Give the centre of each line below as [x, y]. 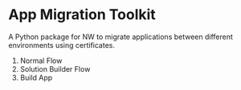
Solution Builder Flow [55, 68]
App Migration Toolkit [82, 15]
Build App [36, 77]
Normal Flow [41, 61]
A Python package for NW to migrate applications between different [120, 37]
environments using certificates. [61, 45]
